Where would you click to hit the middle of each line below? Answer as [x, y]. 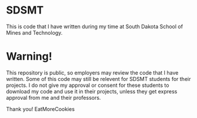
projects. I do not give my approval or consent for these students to [88, 85]
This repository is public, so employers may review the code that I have [92, 73]
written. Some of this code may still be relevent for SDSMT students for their [98, 79]
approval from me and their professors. [54, 97]
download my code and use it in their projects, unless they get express [92, 91]
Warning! [29, 57]
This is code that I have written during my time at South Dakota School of [95, 26]
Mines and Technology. [34, 32]
